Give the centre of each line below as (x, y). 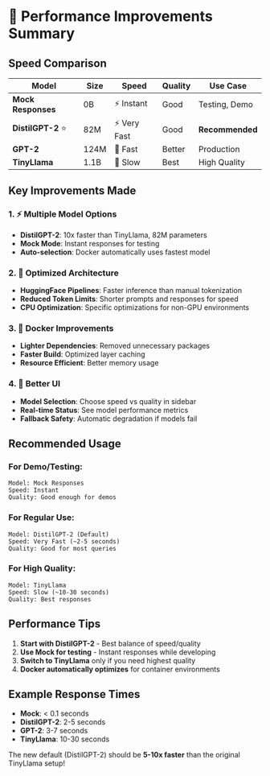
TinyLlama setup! (37, 763)
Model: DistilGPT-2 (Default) (59, 535)
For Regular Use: (41, 518)
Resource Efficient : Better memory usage (89, 363)
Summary (41, 33)
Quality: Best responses (50, 599)
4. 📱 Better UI (35, 384)
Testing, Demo (225, 104)
